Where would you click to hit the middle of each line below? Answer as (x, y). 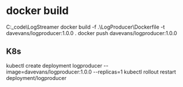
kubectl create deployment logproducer (54, 65)
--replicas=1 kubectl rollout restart (135, 72)
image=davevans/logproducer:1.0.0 (49, 72)
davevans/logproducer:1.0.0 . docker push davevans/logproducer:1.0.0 (92, 33)
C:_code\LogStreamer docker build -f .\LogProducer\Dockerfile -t (86, 27)
